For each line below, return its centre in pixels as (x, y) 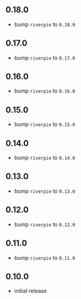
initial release (30, 291)
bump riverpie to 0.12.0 (45, 224)
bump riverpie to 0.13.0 (45, 191)
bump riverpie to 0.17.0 (45, 58)
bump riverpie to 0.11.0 (45, 258)
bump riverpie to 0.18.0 (45, 24)
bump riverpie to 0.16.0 (45, 91)
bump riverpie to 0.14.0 (45, 158)
